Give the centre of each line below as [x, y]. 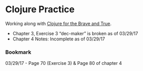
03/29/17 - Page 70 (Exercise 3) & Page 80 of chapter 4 [64, 63]
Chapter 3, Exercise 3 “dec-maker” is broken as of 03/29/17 [75, 33]
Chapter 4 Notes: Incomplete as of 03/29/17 [59, 39]
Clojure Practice [40, 9]
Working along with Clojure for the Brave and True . [59, 23]
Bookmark [18, 52]
